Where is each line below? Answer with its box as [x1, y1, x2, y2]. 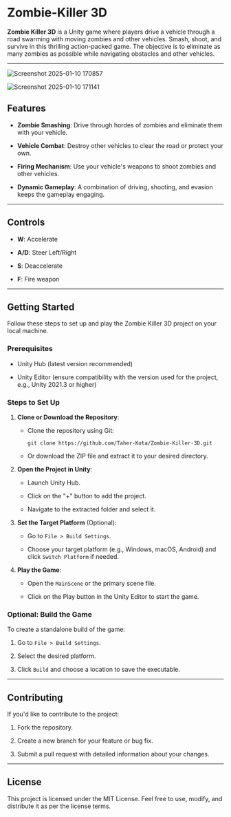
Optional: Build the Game [7, 609, 93, 619]
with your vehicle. [16, 128, 67, 136]
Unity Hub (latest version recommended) [16, 359, 133, 368]
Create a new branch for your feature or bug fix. [16, 736, 153, 745]
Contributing [7, 692, 63, 703]
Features [7, 103, 46, 114]
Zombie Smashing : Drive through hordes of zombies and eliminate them [16, 120, 223, 129]
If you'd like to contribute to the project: [7, 710, 120, 719]
